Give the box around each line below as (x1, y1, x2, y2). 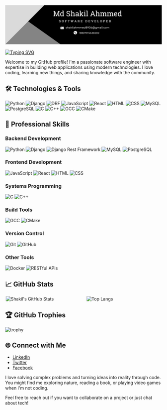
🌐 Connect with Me (5, 341, 66, 349)
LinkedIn (12, 354, 30, 360)
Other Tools (5, 254, 34, 261)
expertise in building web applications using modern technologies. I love (5, 64, 153, 70)
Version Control (5, 230, 44, 237)
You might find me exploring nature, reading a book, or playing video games (5, 380, 161, 386)
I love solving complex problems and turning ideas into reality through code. (5, 375, 161, 381)
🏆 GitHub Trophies (5, 311, 66, 319)
